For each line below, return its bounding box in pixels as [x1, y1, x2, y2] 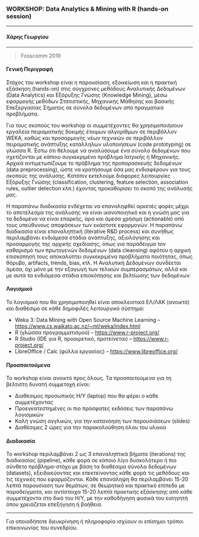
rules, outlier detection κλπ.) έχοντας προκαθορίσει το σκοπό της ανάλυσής [6, 184, 193, 191]
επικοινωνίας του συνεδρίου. [6, 524, 78, 532]
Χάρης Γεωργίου [6, 33, 49, 40]
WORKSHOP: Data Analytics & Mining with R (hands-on [6, 5, 169, 13]
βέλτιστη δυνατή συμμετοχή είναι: [6, 381, 91, 388]
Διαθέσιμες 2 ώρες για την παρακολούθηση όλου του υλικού [14, 424, 166, 431]
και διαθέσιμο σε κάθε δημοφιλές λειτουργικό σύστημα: [6, 305, 145, 312]
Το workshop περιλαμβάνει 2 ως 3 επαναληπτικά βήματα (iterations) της [6, 450, 186, 458]
